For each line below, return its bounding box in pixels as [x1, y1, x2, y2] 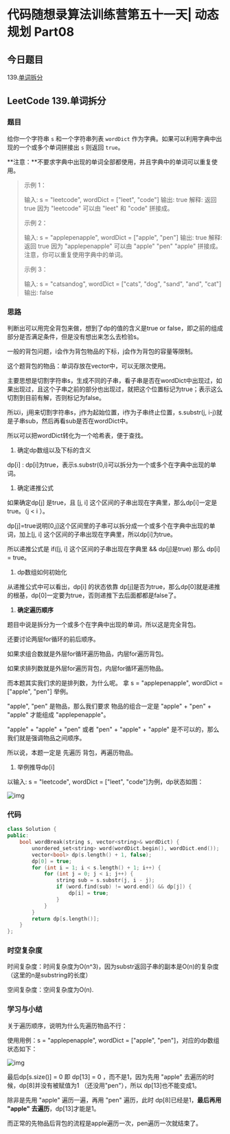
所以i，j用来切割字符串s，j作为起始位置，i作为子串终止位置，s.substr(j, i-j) [7, 408, 217, 416]
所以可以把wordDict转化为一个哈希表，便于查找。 [7, 431, 148, 439]
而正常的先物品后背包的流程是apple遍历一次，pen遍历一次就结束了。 [7, 1119, 203, 1127]
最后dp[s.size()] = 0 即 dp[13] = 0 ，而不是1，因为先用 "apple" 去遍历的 [7, 1072, 208, 1080]
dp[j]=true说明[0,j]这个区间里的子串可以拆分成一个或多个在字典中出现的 [7, 521, 209, 530]
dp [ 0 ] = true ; [32, 858, 72, 865]
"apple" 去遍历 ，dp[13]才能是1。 [7, 1104, 100, 1113]
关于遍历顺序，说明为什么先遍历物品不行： [7, 1021, 128, 1030]
